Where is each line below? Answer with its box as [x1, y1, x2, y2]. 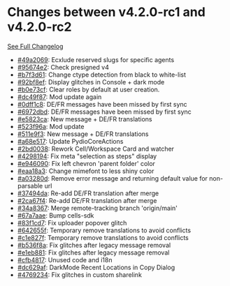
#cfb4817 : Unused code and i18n [17, 255, 113, 264]
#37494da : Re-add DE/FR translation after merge [17, 189, 159, 197]
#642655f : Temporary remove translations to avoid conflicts [17, 226, 191, 234]
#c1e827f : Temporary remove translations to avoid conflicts [17, 233, 189, 241]
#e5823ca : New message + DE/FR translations [17, 114, 152, 123]
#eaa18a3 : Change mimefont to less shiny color [17, 167, 154, 175]
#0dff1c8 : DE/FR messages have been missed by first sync [17, 100, 187, 108]
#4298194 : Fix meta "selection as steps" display [17, 151, 157, 160]
